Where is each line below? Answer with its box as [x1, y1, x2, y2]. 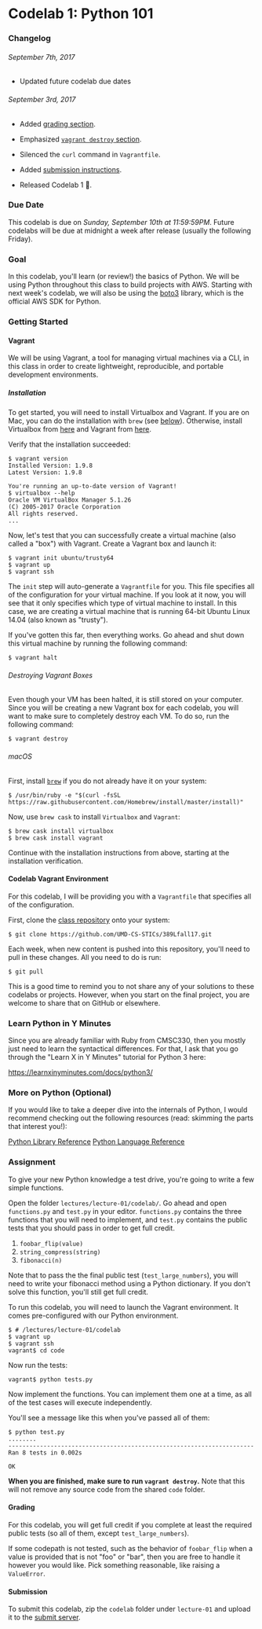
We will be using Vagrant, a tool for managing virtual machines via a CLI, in [8, 353, 249, 362]
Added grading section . [19, 119, 96, 128]
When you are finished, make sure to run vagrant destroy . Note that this [8, 1476, 246, 1486]
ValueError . [8, 1568, 45, 1578]
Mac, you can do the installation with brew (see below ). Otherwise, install [8, 416, 243, 425]
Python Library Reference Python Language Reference [8, 1137, 185, 1146]
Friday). [8, 234, 33, 244]
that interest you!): [8, 1122, 68, 1131]
